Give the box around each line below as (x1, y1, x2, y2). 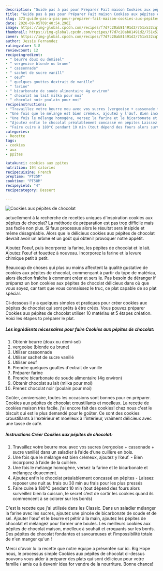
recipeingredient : (5, 52, 43, 57)
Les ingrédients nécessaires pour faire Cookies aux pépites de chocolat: (5, 326, 154, 332)
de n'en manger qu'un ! (5, 536, 52, 542)
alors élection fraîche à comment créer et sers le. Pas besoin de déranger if (5, 275, 156, 281)
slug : (5, 16, 16, 21)
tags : (5, 138, 16, 143)
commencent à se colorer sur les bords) (12, 496, 92, 501)
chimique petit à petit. (5, 255, 49, 261)
